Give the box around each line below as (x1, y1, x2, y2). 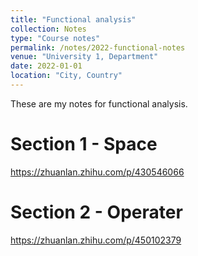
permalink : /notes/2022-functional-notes (10, 42, 186, 53)
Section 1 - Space (10, 133, 158, 156)
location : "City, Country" (10, 71, 123, 81)
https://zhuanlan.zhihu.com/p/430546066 (10, 166, 185, 178)
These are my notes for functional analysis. (10, 97, 188, 110)
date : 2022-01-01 (10, 61, 83, 71)
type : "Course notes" (10, 33, 101, 43)
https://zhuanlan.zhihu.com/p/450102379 (10, 234, 182, 246)
